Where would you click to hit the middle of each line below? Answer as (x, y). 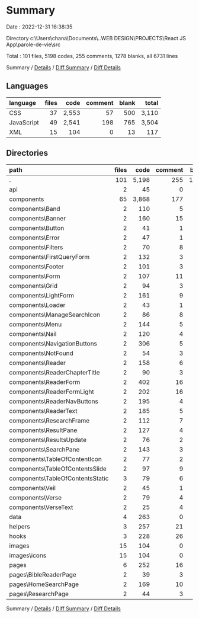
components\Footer (36, 266)
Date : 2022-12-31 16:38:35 (39, 27)
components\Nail (33, 334)
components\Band (35, 209)
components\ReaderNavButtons (54, 401)
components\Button (37, 228)
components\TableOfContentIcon (55, 459)
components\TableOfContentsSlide (58, 469)
